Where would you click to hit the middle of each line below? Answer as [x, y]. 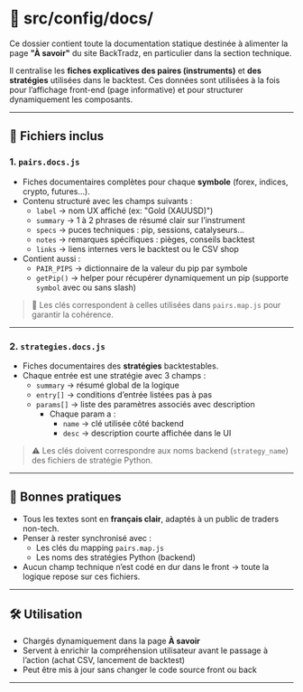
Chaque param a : [83, 414]
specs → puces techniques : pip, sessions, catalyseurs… [140, 229]
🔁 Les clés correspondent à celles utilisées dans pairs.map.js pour [156, 304]
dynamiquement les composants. [71, 99]
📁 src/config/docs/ [82, 19]
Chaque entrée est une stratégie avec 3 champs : [114, 375]
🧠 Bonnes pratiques [65, 497]
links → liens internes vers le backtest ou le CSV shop [137, 248]
